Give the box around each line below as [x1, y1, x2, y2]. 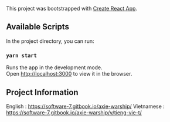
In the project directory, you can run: [6, 38, 94, 45]
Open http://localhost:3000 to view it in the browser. [6, 70, 132, 77]
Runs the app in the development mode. [6, 64, 103, 71]
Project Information [6, 87, 79, 97]
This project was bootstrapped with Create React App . [6, 5, 138, 12]
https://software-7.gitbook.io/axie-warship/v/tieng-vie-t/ [6, 109, 142, 116]
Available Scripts [6, 22, 69, 32]
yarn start [6, 52, 37, 59]
